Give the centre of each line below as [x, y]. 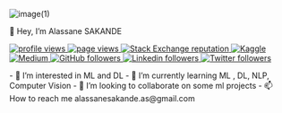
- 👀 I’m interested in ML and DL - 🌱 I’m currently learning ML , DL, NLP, [140, 75]
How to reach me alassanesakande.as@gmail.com [102, 98]
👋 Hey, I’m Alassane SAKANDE [66, 31]
